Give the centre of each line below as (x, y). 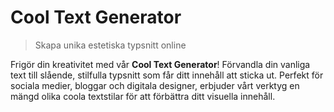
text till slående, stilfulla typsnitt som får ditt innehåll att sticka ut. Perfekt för (167, 75)
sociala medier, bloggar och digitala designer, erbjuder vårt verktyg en (155, 85)
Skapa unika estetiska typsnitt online (110, 45)
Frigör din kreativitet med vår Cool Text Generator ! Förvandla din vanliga (160, 64)
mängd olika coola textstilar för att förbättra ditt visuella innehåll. (143, 96)
